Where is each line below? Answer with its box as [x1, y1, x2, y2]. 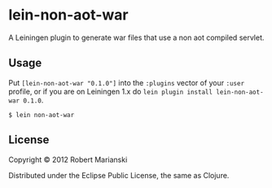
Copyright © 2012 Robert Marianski [8, 155, 128, 164]
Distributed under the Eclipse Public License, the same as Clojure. [8, 170, 230, 180]
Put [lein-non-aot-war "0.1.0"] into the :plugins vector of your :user [8, 77, 245, 87]
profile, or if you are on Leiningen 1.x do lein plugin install [8, 86, 213, 96]
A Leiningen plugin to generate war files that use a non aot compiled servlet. [8, 33, 265, 42]
